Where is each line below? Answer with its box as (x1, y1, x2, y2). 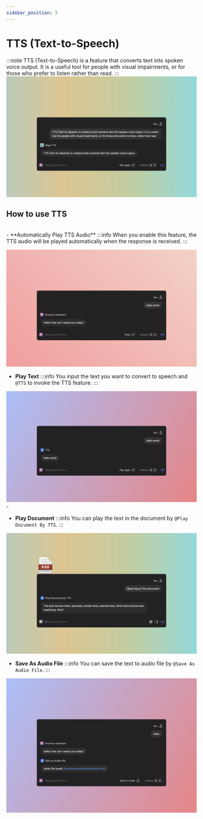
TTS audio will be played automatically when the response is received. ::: (6, 238, 188, 245)
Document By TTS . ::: (14, 521, 64, 528)
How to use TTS (6, 209, 68, 219)
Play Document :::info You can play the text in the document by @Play (14, 515, 188, 522)
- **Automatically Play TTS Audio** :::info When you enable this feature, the (6, 231, 197, 238)
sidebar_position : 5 (6, 10, 59, 16)
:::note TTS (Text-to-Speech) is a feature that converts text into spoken (6, 56, 183, 64)
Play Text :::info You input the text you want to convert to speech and (14, 373, 188, 380)
